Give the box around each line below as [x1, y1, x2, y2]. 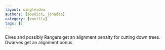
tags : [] [5, 21, 23, 26]
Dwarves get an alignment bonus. [5, 40, 74, 46]
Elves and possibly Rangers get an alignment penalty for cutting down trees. [5, 34, 161, 40]
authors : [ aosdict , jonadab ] [5, 12, 65, 17]
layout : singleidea [5, 7, 45, 12]
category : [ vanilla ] [5, 16, 48, 21]
